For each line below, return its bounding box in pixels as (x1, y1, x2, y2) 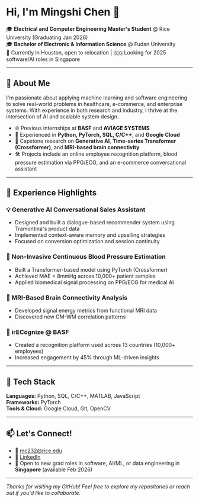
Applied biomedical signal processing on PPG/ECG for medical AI (14, 278, 174, 286)
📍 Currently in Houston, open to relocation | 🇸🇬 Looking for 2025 (6, 49, 166, 56)
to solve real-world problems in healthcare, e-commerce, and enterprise (6, 100, 183, 107)
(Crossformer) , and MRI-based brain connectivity (14, 143, 140, 150)
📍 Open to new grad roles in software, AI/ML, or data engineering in (14, 459, 180, 466)
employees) (14, 347, 44, 355)
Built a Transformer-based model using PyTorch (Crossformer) (14, 266, 168, 273)
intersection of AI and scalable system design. (6, 112, 119, 120)
